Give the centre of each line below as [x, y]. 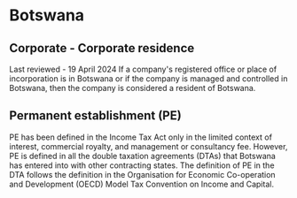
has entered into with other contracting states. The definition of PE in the [142, 165]
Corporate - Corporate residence [102, 48]
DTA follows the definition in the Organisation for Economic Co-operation [143, 174]
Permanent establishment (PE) [95, 116]
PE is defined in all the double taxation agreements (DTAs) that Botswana [143, 156]
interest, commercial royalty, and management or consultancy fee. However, [148, 146]
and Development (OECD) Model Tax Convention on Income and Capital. [142, 184]
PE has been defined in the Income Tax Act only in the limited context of [141, 137]
